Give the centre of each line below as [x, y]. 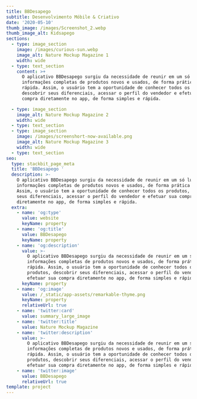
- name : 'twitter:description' [55, 332]
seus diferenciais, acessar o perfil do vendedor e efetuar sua [97, 196]
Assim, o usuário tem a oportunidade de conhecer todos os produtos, [103, 191]
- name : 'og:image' [40, 289]
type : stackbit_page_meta [43, 164]
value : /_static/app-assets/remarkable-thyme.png [83, 294]
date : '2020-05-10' [30, 22]
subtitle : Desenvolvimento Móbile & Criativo [62, 17]
